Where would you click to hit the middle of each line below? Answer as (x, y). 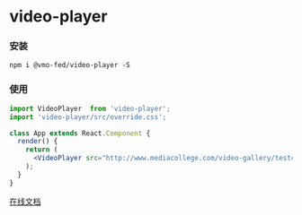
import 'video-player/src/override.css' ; (88, 117)
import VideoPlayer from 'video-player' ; (90, 108)
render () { (38, 142)
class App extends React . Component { (80, 133)
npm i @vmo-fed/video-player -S (70, 65)
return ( (42, 150)
